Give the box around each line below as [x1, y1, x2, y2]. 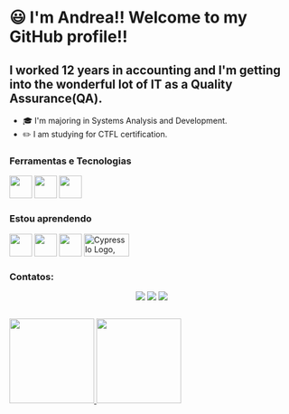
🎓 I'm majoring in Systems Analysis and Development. [22, 116, 228, 126]
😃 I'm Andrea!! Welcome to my [9, 7, 247, 28]
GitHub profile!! [9, 26, 128, 47]
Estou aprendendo [9, 212, 92, 225]
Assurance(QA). [9, 90, 103, 106]
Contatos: [9, 270, 54, 283]
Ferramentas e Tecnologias [9, 155, 132, 167]
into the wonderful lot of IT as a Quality [9, 76, 233, 92]
